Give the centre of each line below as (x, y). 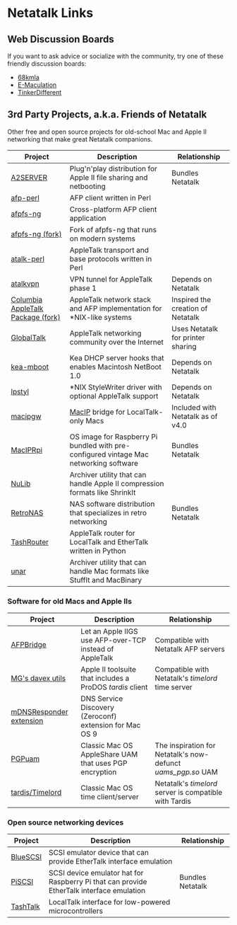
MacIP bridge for (97, 412)
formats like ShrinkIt (103, 492)
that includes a (105, 679)
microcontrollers (76, 911)
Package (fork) (36, 317)
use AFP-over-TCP (114, 640)
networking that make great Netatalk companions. (80, 139)
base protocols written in (111, 258)
